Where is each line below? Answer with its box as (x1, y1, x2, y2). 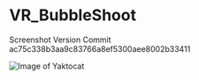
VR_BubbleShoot (9, 5, 137, 25)
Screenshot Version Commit (9, 34, 112, 45)
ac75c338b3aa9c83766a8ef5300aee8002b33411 (9, 43, 191, 54)
